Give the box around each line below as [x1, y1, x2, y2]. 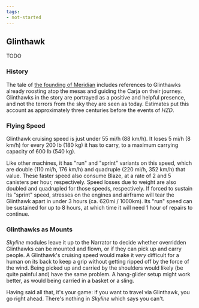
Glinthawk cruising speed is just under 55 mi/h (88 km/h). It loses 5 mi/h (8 [6, 135, 191, 142]
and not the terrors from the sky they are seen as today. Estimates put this [6, 100, 189, 107]
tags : [6, 8, 20, 15]
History [6, 67, 29, 76]
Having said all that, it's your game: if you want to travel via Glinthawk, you [6, 289, 190, 296]
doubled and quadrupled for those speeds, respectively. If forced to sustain [6, 185, 193, 192]
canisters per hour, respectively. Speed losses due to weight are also [6, 178, 177, 186]
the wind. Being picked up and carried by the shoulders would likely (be [6, 264, 183, 271]
